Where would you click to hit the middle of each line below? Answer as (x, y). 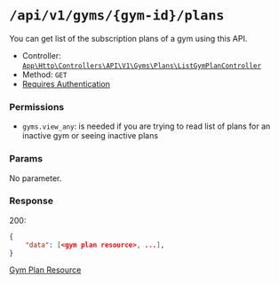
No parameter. (36, 178)
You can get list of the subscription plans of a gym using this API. (128, 38)
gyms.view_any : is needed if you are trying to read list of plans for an (146, 126)
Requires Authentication (66, 83)
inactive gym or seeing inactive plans (90, 136)
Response (31, 201)
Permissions (37, 106)
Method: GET (44, 75)
